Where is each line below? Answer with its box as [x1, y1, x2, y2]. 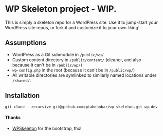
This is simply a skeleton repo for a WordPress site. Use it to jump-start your [5, 19, 158, 25]
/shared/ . [12, 77, 32, 83]
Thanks [5, 115, 21, 120]
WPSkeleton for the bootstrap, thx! [12, 125, 82, 131]
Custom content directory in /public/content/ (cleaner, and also [12, 57, 142, 63]
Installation [5, 91, 40, 100]
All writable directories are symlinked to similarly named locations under [12, 72, 157, 78]
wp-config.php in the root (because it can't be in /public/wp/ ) [12, 67, 135, 73]
